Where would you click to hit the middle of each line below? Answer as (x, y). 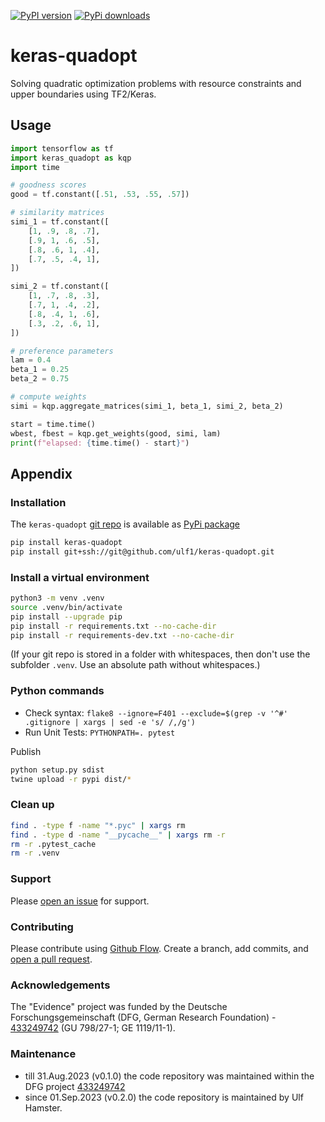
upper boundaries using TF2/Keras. (83, 94)
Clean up (32, 805)
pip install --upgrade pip (66, 616)
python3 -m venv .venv (57, 598)
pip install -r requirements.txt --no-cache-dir (113, 626)
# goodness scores (48, 185)
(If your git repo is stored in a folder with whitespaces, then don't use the (160, 654)
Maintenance (43, 1054)
